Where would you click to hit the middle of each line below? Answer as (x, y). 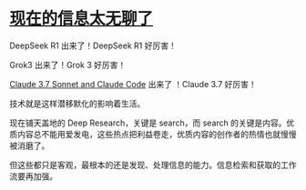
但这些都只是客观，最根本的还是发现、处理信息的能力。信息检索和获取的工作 (153, 165)
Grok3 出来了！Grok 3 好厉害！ (68, 65)
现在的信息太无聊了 (82, 19)
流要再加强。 (33, 176)
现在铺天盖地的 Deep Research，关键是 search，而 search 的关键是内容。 (148, 123)
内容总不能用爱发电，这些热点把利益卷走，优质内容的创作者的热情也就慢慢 (157, 134)
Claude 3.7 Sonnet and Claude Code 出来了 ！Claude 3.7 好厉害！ (133, 84)
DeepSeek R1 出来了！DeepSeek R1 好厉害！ (93, 45)
